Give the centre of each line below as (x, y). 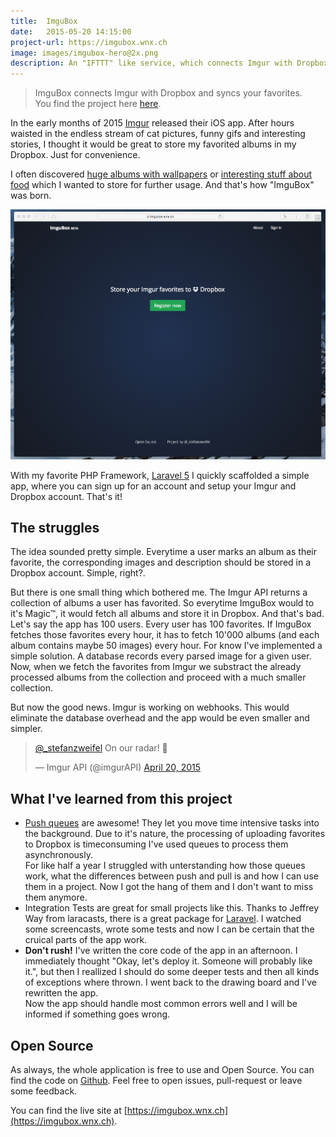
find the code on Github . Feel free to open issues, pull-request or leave (156, 1081)
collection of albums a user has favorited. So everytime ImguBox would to (162, 603)
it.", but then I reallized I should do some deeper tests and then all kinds (172, 972)
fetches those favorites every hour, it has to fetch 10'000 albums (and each (165, 635)
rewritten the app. (61, 993)
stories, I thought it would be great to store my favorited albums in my (153, 144)
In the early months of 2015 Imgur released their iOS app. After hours (152, 123)
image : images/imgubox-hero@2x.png (84, 53)
